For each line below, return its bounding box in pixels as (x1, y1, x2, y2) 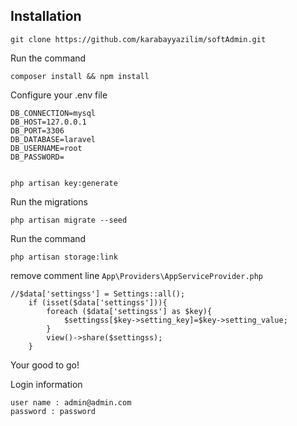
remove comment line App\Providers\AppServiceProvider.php (10, 269, 264, 281)
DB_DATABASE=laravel (10, 134, 97, 144)
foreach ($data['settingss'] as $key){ (46, 306, 213, 316)
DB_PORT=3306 (10, 125, 65, 136)
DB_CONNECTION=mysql (10, 108, 97, 118)
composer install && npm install (10, 71, 150, 81)
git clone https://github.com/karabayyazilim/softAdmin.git (10, 34, 267, 44)
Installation (10, 8, 82, 25)
